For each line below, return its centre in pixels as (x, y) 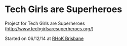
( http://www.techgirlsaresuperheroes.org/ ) (49, 28)
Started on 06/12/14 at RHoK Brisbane (44, 38)
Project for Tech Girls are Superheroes (45, 23)
